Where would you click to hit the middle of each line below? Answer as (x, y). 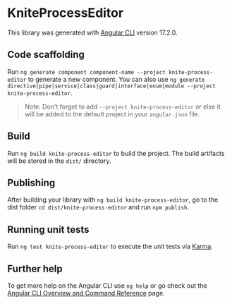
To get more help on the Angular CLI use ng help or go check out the (107, 286)
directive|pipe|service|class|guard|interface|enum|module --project (112, 86)
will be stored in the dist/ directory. (59, 161)
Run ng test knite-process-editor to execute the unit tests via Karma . (110, 247)
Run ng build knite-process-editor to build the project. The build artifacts (116, 153)
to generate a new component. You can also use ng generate (116, 79)
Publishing (31, 182)
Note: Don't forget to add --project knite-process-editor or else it (122, 107)
